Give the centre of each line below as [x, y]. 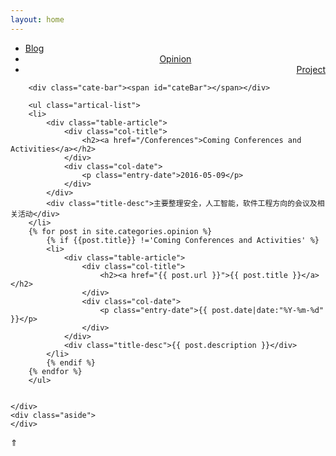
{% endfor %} [55, 371]
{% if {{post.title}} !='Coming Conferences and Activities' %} [183, 240]
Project [311, 69]
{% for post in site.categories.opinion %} [120, 231]
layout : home [37, 19]
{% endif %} [71, 362]
